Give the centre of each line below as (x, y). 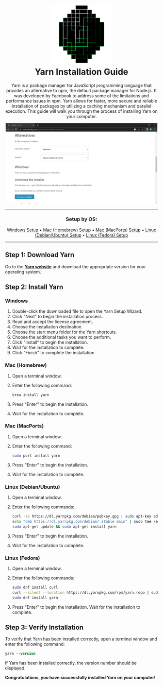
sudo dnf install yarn (35, 598)
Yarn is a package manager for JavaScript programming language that (81, 85)
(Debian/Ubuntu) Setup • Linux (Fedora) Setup (81, 235)
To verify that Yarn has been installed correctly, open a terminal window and (81, 639)
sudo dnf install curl (35, 587)
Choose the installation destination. (47, 327)
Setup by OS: (81, 219)
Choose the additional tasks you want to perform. (61, 337)
